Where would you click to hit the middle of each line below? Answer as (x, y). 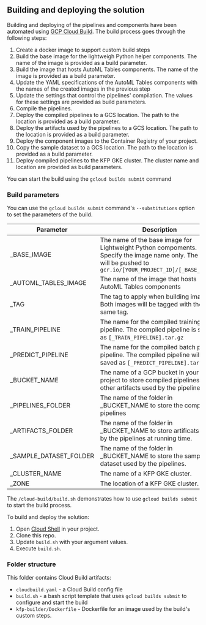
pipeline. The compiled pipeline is (148, 330)
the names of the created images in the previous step (83, 89)
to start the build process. (39, 506)
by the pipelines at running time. (146, 439)
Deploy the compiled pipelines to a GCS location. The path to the (97, 115)
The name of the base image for (146, 240)
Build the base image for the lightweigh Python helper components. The (106, 56)
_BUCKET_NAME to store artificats (149, 431)
